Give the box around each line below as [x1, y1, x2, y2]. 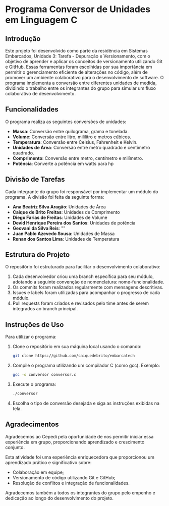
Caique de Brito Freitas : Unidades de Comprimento [12, 209, 120, 215]
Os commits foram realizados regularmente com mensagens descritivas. [12, 284, 164, 291]
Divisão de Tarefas [5, 175, 65, 184]
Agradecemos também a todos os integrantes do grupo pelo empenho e [5, 489, 155, 495]
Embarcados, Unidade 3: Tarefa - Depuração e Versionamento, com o [5, 53, 150, 59]
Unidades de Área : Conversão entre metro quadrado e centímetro [12, 144, 150, 150]
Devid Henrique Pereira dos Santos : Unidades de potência [12, 219, 136, 226]
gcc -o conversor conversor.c [12, 372, 77, 377]
